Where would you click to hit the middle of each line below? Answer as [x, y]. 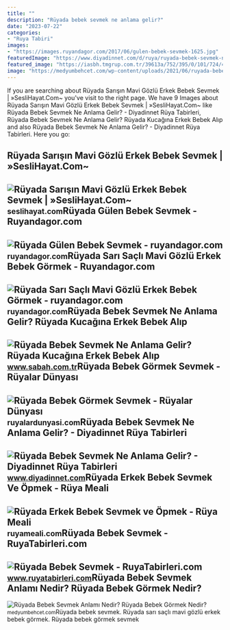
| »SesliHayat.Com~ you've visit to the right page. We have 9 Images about [113, 97]
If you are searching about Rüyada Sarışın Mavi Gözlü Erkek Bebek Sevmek [113, 90]
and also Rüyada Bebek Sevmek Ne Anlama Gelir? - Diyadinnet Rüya [104, 127]
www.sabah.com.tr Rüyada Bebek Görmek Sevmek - [114, 366]
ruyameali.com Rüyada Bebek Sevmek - [88, 533]
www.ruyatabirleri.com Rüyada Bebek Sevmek [100, 578]
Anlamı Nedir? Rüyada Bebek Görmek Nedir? [104, 589]
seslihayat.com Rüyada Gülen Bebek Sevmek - [102, 211]
